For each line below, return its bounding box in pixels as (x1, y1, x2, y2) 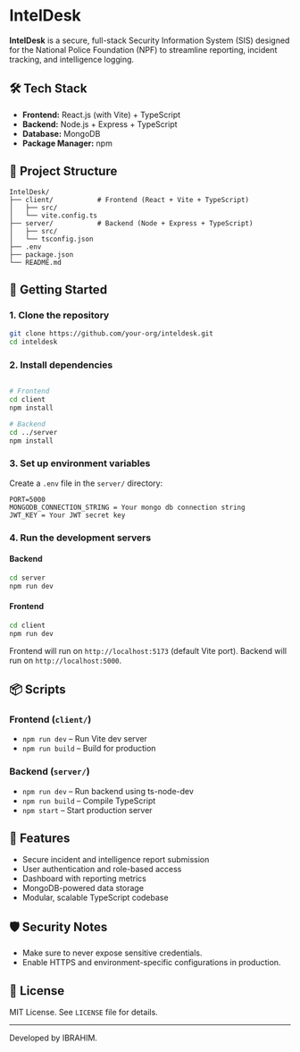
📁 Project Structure (9, 164, 118, 179)
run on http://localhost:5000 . (9, 655, 122, 666)
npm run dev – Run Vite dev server (21, 734, 147, 744)
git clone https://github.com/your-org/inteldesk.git (9, 329, 214, 338)
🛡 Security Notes (9, 919, 108, 935)
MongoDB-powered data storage (21, 883, 145, 894)
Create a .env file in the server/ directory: (9, 478, 163, 488)
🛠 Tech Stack (9, 81, 87, 97)
